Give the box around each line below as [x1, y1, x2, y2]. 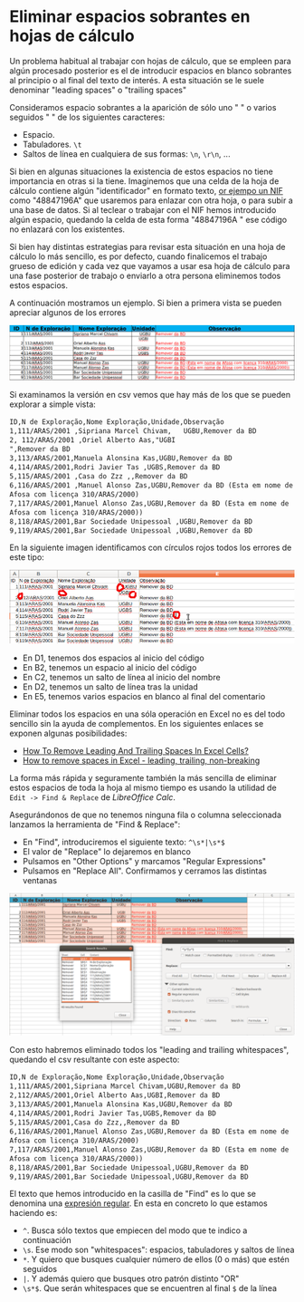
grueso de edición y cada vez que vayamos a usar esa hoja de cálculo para [9, 260, 290, 271]
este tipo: [9, 551, 45, 563]
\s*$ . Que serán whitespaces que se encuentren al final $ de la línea [22, 1283, 278, 1294]
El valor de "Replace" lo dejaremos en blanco [22, 846, 192, 857]
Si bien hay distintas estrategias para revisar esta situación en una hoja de [9, 241, 286, 252]
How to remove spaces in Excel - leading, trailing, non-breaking [22, 755, 261, 767]
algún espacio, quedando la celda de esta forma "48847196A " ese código [9, 214, 288, 225]
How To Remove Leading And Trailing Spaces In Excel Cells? [22, 746, 249, 757]
